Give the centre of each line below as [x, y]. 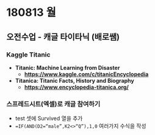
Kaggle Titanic [28, 54]
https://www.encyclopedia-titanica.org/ [77, 87]
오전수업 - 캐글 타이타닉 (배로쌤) [63, 37]
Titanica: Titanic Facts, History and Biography [74, 80]
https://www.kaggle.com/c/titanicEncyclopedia [86, 74]
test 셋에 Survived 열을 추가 [49, 119]
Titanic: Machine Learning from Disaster [67, 67]
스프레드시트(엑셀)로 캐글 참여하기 [53, 104]
